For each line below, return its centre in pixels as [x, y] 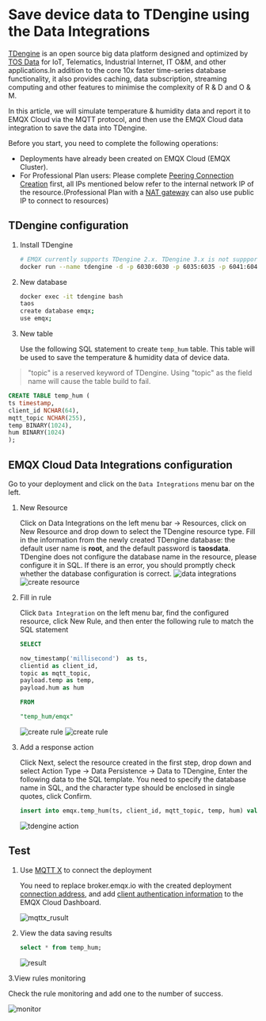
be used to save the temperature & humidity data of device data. [124, 357]
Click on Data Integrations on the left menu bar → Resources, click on [133, 523]
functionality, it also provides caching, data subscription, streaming [118, 79]
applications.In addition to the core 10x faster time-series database [117, 70]
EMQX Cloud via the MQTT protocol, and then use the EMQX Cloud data [126, 119]
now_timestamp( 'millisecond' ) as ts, [84, 658]
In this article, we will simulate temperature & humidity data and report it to [129, 111]
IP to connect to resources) [64, 201]
